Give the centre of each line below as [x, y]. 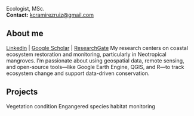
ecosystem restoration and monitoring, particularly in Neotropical [86, 54]
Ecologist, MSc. [25, 9]
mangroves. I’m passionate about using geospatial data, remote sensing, [95, 60]
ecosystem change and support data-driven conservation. [78, 73]
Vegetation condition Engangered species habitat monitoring [81, 106]
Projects [22, 92]
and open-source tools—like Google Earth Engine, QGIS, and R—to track [95, 67]
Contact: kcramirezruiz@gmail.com [50, 15]
